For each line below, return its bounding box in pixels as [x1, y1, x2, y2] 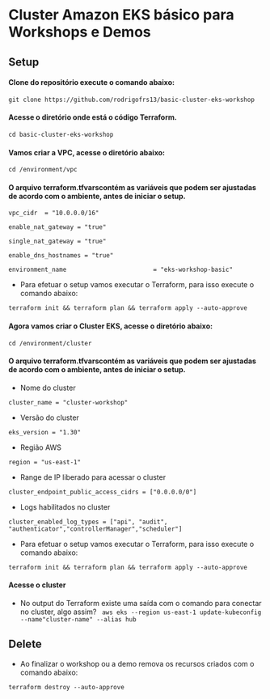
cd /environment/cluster [8, 339, 92, 347]
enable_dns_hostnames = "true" [8, 252, 114, 260]
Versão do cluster [19, 413, 79, 422]
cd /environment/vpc [8, 166, 78, 174]
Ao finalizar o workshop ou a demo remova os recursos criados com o [19, 659, 255, 668]
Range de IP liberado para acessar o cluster [19, 472, 167, 482]
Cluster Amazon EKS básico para [8, 6, 234, 24]
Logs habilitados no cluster [19, 502, 111, 511]
